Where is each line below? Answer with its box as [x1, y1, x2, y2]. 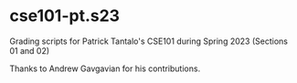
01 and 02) [9, 45, 50, 56]
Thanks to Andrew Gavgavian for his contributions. [9, 63, 201, 74]
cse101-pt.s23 [9, 5, 121, 26]
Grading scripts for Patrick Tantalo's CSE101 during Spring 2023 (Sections [9, 36, 288, 47]
